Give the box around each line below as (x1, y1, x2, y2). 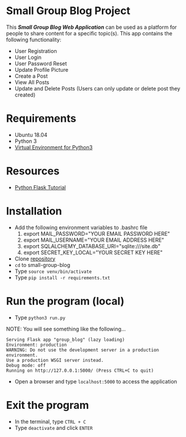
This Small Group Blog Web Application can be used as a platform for (6, 24, 177, 31)
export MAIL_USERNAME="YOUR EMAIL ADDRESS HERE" (23, 236, 165, 243)
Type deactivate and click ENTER (14, 424, 93, 431)
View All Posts (14, 78, 50, 86)
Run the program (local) (6, 294, 125, 308)
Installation (6, 205, 62, 218)
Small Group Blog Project (6, 4, 131, 18)
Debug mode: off (6, 362, 46, 368)
